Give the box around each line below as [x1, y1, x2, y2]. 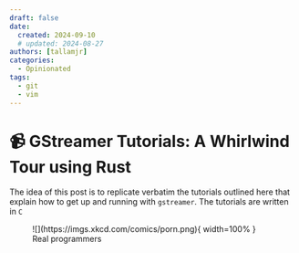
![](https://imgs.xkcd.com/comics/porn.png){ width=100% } [32, 224, 257, 235]
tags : [9, 73, 30, 82]
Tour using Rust [9, 156, 132, 177]
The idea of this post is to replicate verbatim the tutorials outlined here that [9, 186, 290, 197]
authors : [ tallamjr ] [9, 47, 88, 57]
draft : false [9, 13, 59, 23]
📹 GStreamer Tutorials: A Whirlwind [9, 131, 290, 152]
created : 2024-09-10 [17, 30, 96, 39]
